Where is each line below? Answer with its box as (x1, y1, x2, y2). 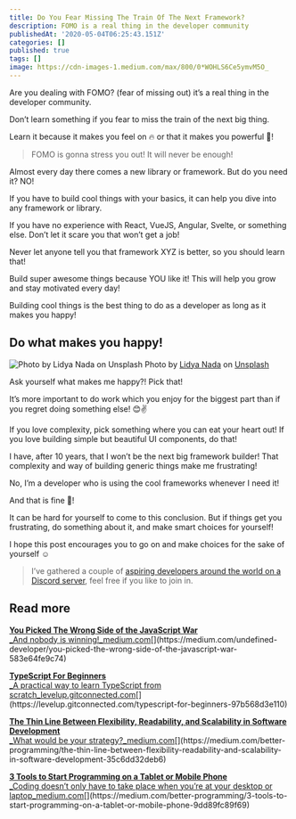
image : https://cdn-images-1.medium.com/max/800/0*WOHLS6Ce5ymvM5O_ (9, 63, 269, 72)
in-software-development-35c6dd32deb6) (9, 754, 167, 765)
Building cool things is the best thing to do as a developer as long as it (9, 299, 267, 310)
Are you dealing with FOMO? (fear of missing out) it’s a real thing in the (9, 86, 269, 98)
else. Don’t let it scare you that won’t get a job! (9, 229, 180, 240)
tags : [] (9, 54, 42, 63)
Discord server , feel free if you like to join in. (30, 575, 193, 586)
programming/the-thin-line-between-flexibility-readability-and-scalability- (9, 744, 283, 755)
